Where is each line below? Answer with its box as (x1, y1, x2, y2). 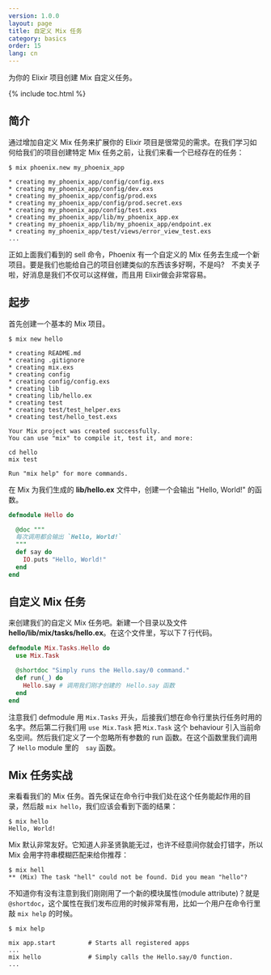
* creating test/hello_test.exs (8, 413, 117, 421)
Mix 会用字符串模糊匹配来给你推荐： (8, 850, 129, 860)
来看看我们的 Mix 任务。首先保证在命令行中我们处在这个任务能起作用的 (8, 791, 244, 801)
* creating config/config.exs (8, 377, 111, 385)
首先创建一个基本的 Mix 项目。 (8, 319, 110, 329)
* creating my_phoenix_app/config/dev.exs (8, 184, 154, 193)
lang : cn (8, 49, 38, 57)
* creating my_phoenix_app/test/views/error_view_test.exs (8, 227, 212, 235)
